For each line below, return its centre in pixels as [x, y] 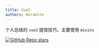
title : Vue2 [18, 10]
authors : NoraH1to [25, 15]
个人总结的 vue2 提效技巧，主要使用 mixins [50, 30]
